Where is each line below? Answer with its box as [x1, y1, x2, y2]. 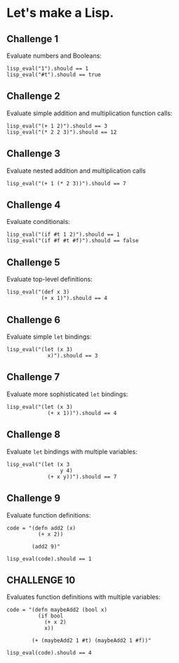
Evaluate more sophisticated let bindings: [6, 390, 128, 398]
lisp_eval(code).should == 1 [6, 555, 92, 563]
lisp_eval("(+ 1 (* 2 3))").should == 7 [6, 180, 127, 187]
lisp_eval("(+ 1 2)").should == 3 [6, 122, 108, 129]
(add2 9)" [32, 543, 60, 550]
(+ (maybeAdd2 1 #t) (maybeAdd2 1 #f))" [32, 637, 152, 644]
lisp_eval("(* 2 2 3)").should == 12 [6, 129, 117, 136]
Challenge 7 [6, 371, 60, 383]
